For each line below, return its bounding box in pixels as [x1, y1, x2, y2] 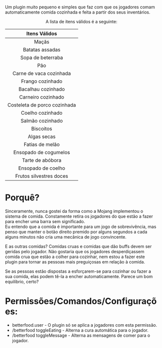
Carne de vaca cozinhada [12, 70, 71, 77]
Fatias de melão [23, 141, 60, 148]
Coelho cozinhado [21, 109, 63, 116]
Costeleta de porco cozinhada [7, 102, 76, 108]
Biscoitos [31, 125, 52, 132]
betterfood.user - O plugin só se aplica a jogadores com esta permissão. [12, 322, 158, 328]
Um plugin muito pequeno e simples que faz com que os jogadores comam [5, 4, 155, 10]
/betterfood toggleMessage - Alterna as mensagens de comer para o [12, 332, 150, 338]
